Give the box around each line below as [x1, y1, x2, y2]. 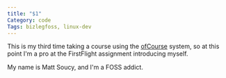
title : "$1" [7, 10, 42, 17]
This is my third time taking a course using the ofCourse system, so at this [7, 42, 220, 51]
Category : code [7, 17, 51, 24]
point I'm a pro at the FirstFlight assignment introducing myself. [7, 49, 188, 58]
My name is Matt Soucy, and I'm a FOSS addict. [7, 63, 144, 72]
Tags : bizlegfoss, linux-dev [7, 23, 92, 30]
